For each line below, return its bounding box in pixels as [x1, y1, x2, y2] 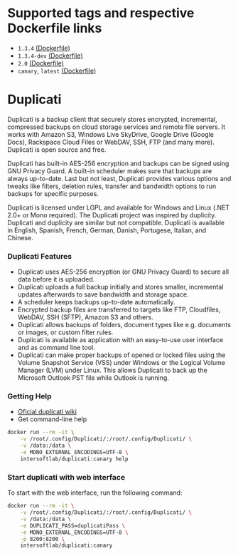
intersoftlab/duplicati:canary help [20, 455, 129, 463]
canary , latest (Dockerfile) [17, 66, 97, 75]
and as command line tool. [17, 344, 95, 352]
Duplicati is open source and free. [7, 145, 107, 154]
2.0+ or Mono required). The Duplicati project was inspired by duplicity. [7, 210, 217, 219]
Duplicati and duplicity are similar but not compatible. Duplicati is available [7, 218, 225, 227]
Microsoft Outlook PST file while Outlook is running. [17, 374, 169, 382]
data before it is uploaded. [17, 275, 95, 284]
